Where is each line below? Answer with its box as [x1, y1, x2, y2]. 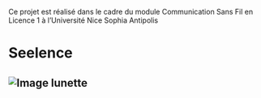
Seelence [8, 44, 73, 62]
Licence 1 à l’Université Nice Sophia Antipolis [8, 15, 159, 25]
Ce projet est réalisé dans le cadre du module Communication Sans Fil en [8, 7, 254, 16]
